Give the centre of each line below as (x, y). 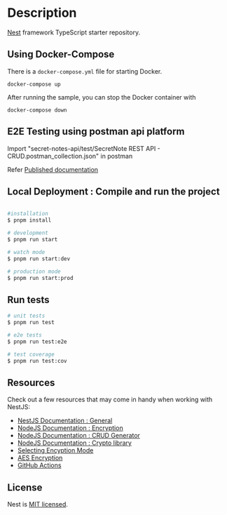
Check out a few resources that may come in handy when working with (110, 400)
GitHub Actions (39, 465)
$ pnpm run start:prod (40, 278)
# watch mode (26, 252)
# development (28, 233)
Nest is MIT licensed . (38, 504)
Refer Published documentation (53, 169)
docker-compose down (37, 110)
